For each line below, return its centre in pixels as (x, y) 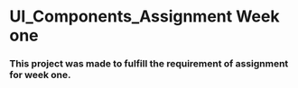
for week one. (40, 75)
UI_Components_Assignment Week (144, 17)
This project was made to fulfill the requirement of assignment (149, 64)
